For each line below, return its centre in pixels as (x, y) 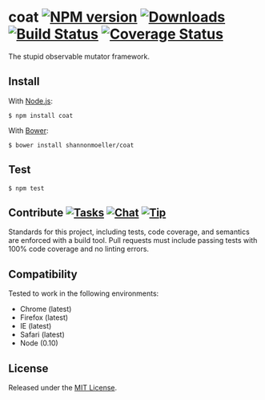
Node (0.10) (39, 343)
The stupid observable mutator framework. (79, 56)
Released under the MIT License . (63, 388)
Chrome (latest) (46, 309)
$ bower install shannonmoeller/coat (71, 145)
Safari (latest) (42, 335)
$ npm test (26, 188)
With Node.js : (31, 101)
